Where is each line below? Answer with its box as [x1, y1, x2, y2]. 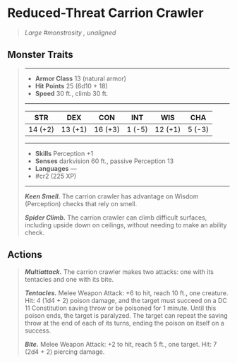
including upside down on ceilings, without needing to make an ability [24, 220, 227, 229]
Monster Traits [7, 49, 74, 61]
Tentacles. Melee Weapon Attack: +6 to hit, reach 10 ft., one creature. [24, 288, 229, 297]
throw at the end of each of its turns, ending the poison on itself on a [24, 319, 224, 327]
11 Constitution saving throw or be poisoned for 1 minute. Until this [24, 304, 217, 312]
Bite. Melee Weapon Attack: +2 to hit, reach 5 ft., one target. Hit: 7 [24, 340, 217, 348]
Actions [7, 249, 42, 261]
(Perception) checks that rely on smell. [24, 199, 138, 208]
